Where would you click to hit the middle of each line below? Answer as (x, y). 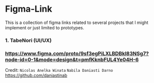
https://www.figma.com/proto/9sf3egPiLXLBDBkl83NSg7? (77, 53)
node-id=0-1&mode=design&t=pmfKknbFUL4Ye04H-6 (72, 60)
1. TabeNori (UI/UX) (29, 40)
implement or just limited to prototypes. (45, 27)
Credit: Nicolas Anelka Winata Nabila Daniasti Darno (59, 70)
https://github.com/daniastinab (36, 75)
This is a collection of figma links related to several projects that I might (77, 22)
